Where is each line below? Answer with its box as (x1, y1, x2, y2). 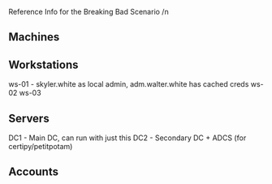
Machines (8, 30, 60, 44)
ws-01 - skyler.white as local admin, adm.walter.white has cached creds (8, 79, 249, 89)
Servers (8, 111, 50, 125)
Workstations (8, 58, 79, 71)
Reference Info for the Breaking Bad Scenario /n (8, 7, 169, 16)
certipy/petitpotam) (8, 142, 73, 152)
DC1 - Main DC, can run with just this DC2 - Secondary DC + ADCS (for (8, 133, 247, 143)
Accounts (8, 165, 59, 179)
